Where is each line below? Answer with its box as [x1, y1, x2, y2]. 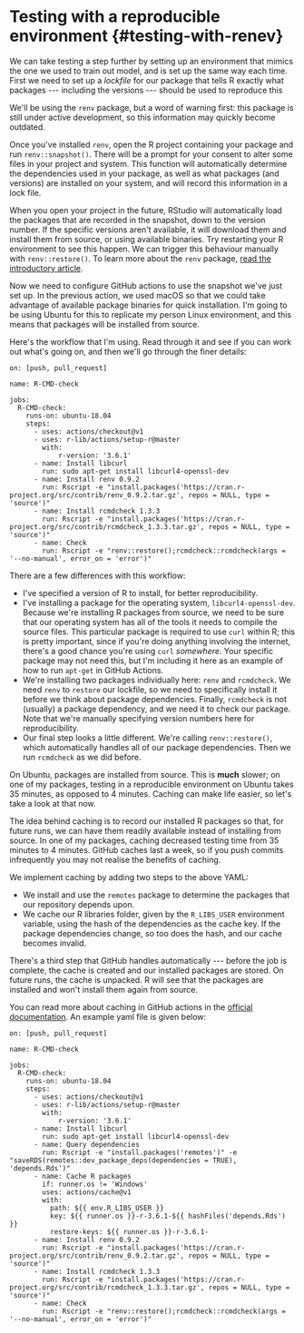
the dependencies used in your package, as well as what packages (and [9, 168, 279, 179]
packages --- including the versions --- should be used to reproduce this [9, 84, 283, 95]
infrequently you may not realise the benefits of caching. [9, 854, 221, 865]
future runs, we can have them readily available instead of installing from [9, 825, 281, 836]
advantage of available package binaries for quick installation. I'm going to [9, 299, 288, 310]
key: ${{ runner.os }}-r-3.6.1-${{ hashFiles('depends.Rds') [49, 1211, 286, 1220]
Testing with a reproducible [9, 6, 221, 27]
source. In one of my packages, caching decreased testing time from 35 [9, 835, 279, 846]
